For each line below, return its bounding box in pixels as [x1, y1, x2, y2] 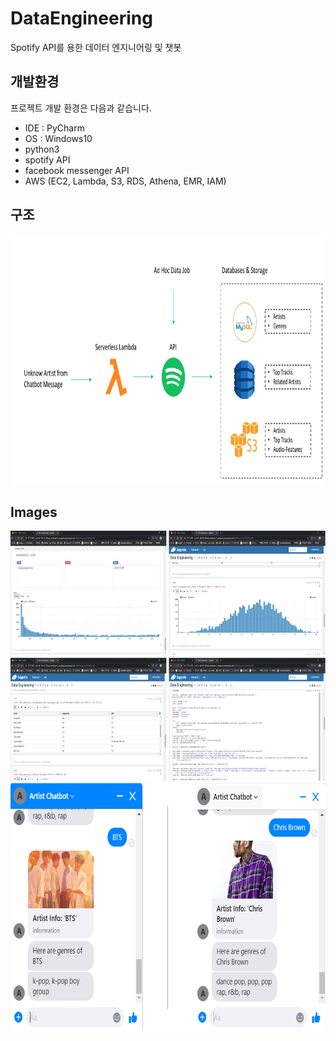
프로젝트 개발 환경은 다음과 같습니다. [10, 102, 152, 114]
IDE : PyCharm [24, 122, 85, 134]
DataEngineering [10, 7, 153, 30]
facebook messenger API [24, 164, 130, 176]
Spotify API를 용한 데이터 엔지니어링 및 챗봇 [10, 41, 182, 53]
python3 [24, 143, 60, 155]
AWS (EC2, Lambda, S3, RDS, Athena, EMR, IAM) [24, 175, 227, 187]
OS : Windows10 [24, 132, 93, 144]
